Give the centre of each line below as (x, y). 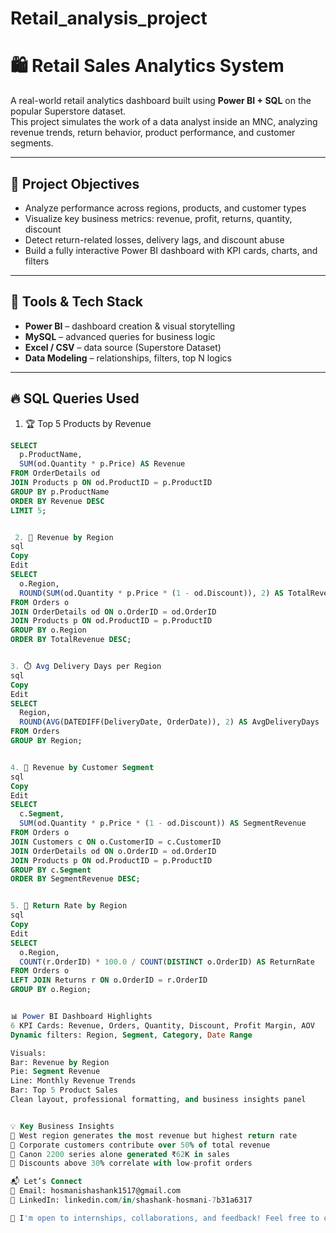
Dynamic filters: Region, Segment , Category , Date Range (131, 1035)
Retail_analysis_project (109, 18)
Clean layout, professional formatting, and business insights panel (158, 1100)
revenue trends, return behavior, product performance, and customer (153, 133)
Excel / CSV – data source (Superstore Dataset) (123, 347)
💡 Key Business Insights (62, 1126)
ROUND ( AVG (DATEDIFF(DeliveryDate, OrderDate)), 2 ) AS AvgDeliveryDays (169, 722)
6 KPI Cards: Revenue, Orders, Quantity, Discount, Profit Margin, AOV (162, 1025)
